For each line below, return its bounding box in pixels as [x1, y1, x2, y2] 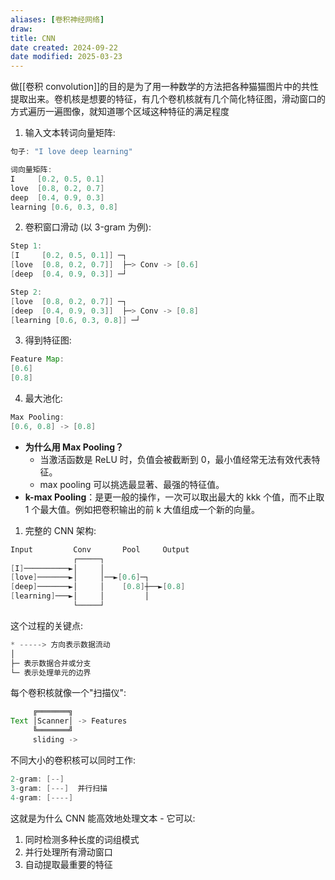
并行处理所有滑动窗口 [24, 846, 113, 858]
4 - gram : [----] [10, 792, 74, 803]
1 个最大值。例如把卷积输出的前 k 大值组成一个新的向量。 [24, 503, 260, 515]
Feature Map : [10, 354, 65, 365]
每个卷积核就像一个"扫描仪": [10, 687, 127, 699]
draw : [10, 24, 33, 34]
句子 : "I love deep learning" [10, 147, 133, 157]
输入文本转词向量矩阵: [24, 127, 116, 139]
